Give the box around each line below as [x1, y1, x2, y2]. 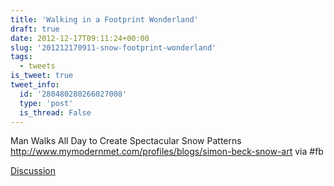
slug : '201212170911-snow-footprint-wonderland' [10, 42, 217, 53]
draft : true [10, 24, 60, 34]
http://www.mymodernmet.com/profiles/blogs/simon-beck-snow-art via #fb [10, 146, 324, 158]
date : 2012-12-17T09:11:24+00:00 [10, 33, 150, 43]
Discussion [10, 165, 56, 177]
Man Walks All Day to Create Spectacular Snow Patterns [10, 135, 242, 147]
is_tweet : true [10, 71, 74, 81]
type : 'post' [19, 98, 74, 108]
